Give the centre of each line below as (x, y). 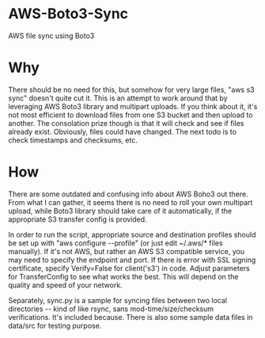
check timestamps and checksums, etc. (73, 140)
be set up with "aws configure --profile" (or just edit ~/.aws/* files (115, 243)
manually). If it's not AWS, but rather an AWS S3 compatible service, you (127, 251)
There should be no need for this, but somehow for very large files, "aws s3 (131, 89)
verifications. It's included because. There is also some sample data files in (131, 317)
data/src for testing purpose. (55, 325)
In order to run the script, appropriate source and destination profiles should (132, 234)
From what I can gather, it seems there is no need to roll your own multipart (131, 202)
